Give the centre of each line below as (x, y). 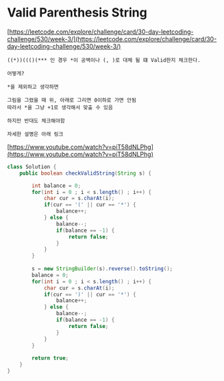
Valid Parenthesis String (77, 13)
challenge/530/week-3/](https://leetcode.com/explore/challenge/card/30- (112, 39)
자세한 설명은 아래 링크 (35, 134)
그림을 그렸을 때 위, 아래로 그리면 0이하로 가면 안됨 (72, 100)
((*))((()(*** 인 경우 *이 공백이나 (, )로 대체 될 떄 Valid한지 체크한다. (104, 60)
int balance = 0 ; (56, 186)
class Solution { (32, 166)
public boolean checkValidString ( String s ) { (86, 173)
